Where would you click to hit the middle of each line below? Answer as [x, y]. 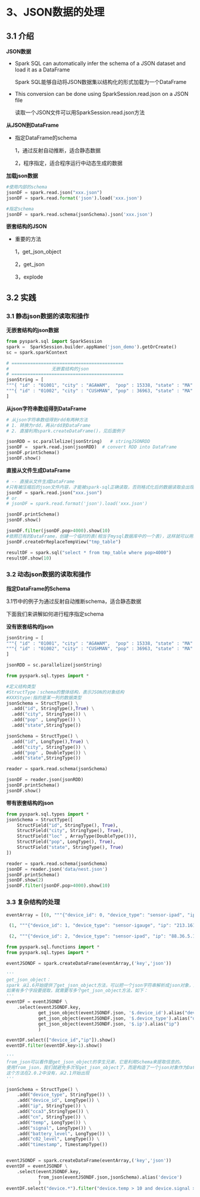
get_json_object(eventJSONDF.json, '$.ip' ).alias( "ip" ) [109, 1024]
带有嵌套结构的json [30, 803]
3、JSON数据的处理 [55, 12]
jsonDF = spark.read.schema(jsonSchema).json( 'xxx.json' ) [79, 214]
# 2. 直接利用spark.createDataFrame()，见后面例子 [66, 431]
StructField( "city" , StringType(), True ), [70, 831]
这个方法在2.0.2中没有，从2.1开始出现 [48, 1073]
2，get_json [29, 264]
